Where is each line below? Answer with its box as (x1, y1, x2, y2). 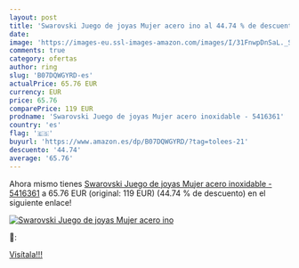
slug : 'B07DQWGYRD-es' (9, 71, 93, 80)
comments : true (9, 46, 66, 55)
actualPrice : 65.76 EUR (9, 79, 98, 88)
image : (9, 37, 34, 47)
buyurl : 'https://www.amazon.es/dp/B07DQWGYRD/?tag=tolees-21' (9, 137, 249, 146)
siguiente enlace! (9, 197, 72, 207)
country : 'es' (9, 121, 62, 130)
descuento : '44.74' (9, 145, 82, 154)
